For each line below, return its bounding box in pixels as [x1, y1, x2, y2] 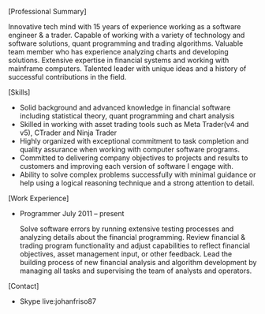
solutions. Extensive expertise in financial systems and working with [8, 55, 230, 65]
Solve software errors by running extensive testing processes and [19, 224, 234, 234]
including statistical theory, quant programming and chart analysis [19, 111, 235, 121]
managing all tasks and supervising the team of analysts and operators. [19, 266, 252, 275]
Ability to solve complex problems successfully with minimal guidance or [19, 170, 256, 179]
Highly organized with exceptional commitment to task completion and [19, 136, 249, 145]
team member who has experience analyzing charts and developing [8, 47, 229, 56]
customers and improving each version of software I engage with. [19, 162, 234, 170]
